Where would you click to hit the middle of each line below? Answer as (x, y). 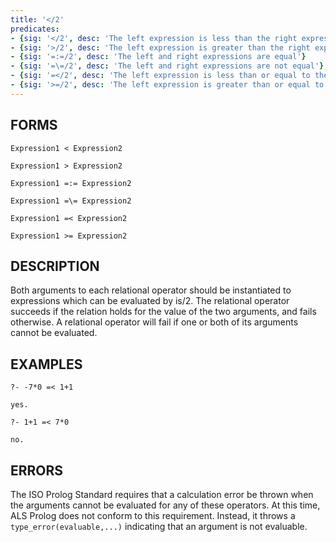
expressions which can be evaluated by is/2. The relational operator (150, 301)
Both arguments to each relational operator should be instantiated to (151, 290)
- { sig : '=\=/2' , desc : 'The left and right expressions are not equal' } (167, 66)
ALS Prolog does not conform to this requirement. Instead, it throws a (153, 515)
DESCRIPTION (55, 266)
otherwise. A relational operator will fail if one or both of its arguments (154, 322)
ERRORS (37, 470)
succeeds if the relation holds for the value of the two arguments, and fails (163, 312)
